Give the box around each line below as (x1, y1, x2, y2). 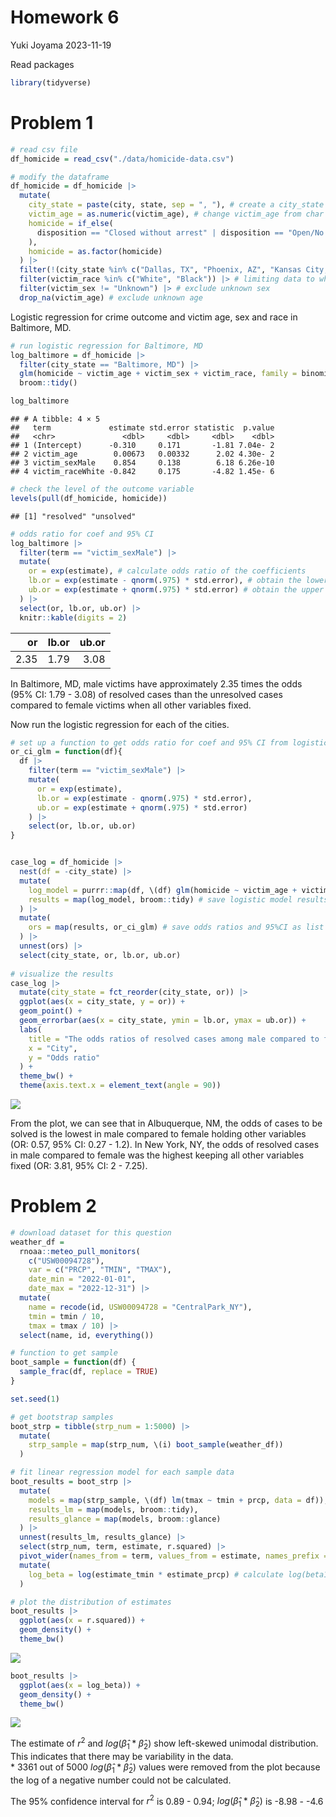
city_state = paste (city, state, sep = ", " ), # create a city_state (28, 200, 325, 210)
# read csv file (10, 144, 78, 155)
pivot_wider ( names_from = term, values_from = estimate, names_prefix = (19, 1551, 329, 1561)
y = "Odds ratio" (28, 1052, 101, 1063)
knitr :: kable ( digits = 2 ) (19, 612, 128, 623)
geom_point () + (19, 1006, 83, 1016)
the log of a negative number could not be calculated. (10, 1774, 232, 1786)
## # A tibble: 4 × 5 (10, 414, 101, 424)
